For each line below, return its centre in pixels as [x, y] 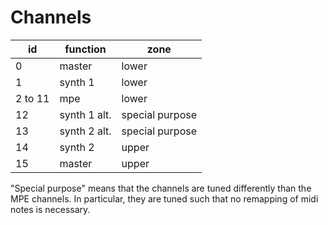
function [85, 49]
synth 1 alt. [85, 114]
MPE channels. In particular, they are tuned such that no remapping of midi [164, 198]
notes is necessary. [50, 209]
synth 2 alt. [85, 131]
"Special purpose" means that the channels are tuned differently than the [161, 188]
